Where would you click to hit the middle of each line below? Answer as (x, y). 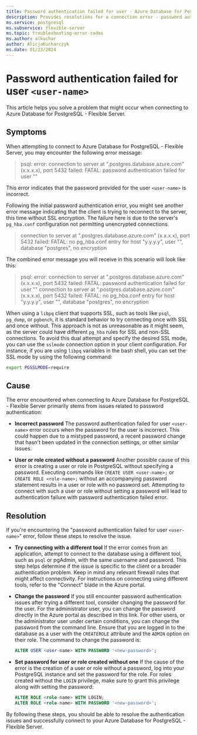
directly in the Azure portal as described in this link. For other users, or (100, 615)
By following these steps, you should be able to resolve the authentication (95, 714)
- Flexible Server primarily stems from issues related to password (85, 406)
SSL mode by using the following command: (59, 357)
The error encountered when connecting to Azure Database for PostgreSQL (98, 400)
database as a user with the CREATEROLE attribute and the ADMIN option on (102, 634)
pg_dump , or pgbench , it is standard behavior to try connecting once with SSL (97, 319)
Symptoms (26, 132)
